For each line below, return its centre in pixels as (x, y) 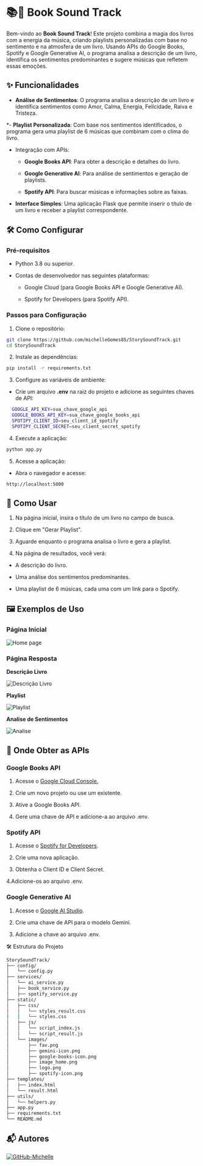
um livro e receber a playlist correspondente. (72, 210)
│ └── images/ (27, 1039)
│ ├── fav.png (33, 1045)
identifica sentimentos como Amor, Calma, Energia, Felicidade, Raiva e (104, 106)
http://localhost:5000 (35, 484)
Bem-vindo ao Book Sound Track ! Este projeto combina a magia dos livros (100, 33)
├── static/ (21, 1000)
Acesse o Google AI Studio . (49, 910)
